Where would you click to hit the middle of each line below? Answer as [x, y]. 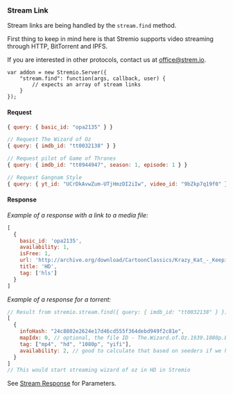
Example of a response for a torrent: [59, 299]
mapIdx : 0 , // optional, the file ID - [77, 338]
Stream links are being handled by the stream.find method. [92, 26]
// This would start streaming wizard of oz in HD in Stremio [99, 370]
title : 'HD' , [38, 267]
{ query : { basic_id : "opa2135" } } [60, 127]
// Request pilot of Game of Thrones [62, 158]
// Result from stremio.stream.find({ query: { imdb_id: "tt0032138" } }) [118, 312]
